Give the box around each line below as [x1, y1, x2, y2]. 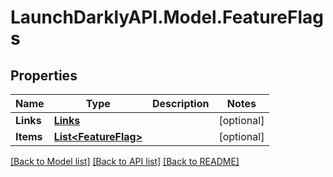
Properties [10, 67, 78, 84]
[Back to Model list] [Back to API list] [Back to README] [10, 156, 240, 167]
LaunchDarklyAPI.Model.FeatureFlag [10, 6, 324, 29]
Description [152, 97, 210, 110]
